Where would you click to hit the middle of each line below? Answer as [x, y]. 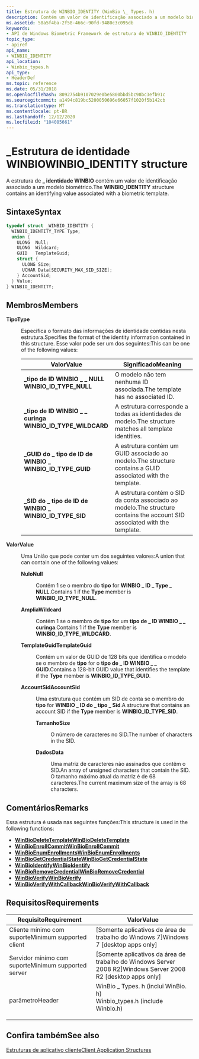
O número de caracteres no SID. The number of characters [121, 734]
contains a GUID [137, 469]
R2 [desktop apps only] [129, 976]
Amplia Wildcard [41, 609]
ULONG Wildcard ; [38, 248]
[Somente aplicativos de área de [141, 929]
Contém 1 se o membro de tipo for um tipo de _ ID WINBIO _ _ [111, 621]
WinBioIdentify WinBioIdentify [52, 865]
